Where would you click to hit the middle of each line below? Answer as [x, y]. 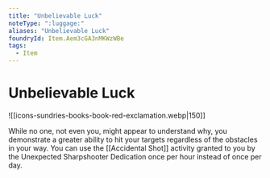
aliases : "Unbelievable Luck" [59, 31]
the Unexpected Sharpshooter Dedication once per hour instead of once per [135, 156]
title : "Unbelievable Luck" [56, 16]
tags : [17, 46]
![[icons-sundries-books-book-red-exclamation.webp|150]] [107, 115]
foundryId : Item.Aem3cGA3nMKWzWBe [66, 38]
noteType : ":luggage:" [46, 23]
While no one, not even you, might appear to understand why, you [118, 130]
